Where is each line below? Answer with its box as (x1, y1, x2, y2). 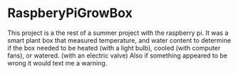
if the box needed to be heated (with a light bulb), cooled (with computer (7, 43, 221, 52)
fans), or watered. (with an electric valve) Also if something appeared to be (7, 51, 228, 60)
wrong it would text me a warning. (7, 58, 108, 67)
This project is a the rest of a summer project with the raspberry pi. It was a (7, 28, 229, 37)
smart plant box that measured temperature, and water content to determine (7, 36, 232, 44)
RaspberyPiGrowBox (7, 5, 133, 21)
